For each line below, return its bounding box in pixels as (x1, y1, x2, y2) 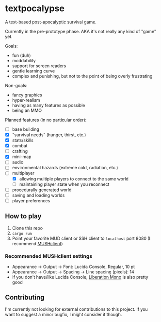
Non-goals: (5, 82, 28, 88)
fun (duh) (12, 52, 31, 58)
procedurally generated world (12, 187, 72, 193)
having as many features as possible (12, 102, 85, 108)
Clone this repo (12, 225, 43, 231)
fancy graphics (12, 92, 42, 98)
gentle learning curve (12, 68, 55, 73)
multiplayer (12, 170, 35, 176)
